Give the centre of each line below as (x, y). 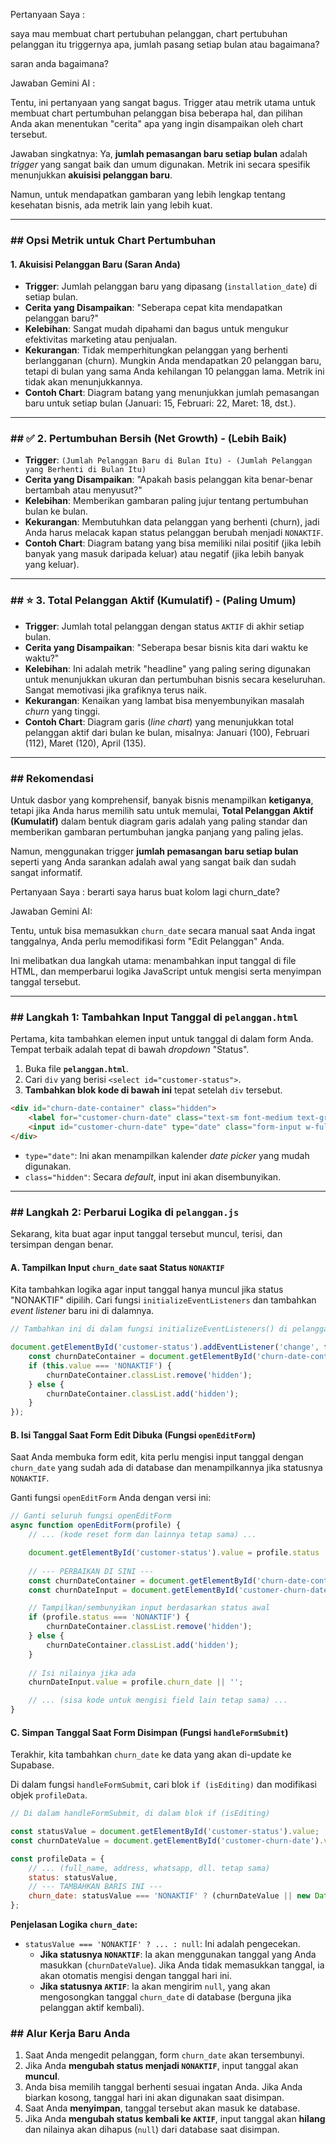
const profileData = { (57, 1859)
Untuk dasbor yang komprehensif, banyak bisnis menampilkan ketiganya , (162, 800)
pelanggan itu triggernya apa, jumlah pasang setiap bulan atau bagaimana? (165, 44)
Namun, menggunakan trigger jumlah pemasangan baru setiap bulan (154, 851)
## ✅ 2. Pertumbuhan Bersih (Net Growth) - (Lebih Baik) (149, 439)
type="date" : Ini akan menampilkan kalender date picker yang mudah (167, 1155)
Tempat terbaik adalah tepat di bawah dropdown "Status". (130, 1050)
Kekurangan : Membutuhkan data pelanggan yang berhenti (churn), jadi (172, 522)
